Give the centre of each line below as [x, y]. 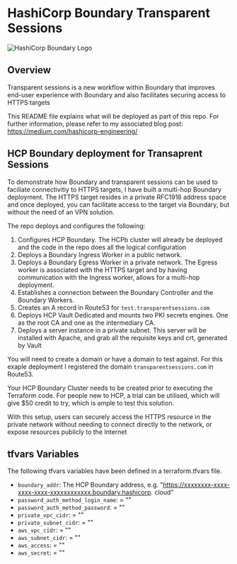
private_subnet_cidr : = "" [56, 523]
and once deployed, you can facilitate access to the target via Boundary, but [118, 205]
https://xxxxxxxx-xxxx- [196, 485]
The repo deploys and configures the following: [76, 226]
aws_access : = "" [41, 546]
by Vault [30, 345]
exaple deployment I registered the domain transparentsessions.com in [110, 367]
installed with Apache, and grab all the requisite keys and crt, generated [122, 337]
